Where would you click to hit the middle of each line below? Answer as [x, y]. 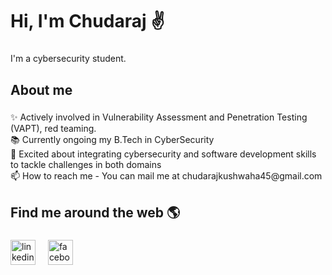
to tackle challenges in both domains [86, 165]
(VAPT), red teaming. [53, 129]
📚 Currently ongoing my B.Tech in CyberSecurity [112, 140]
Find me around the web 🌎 [95, 212]
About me [41, 89]
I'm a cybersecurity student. [68, 59]
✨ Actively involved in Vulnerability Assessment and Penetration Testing [159, 117]
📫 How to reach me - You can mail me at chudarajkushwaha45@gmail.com [166, 176]
